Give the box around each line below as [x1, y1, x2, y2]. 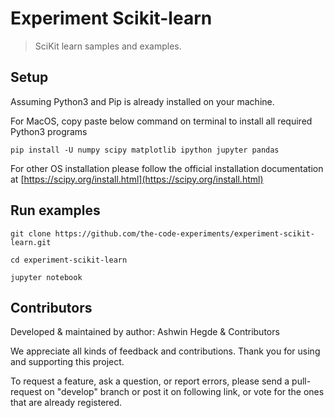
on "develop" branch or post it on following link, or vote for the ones [44, 386, 325, 398]
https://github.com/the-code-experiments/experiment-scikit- [54, 228, 315, 239]
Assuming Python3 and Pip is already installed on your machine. [10, 95, 275, 107]
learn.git [10, 237, 52, 247]
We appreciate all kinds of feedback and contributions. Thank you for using [10, 345, 321, 357]
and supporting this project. [10, 356, 125, 368]
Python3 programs [10, 125, 88, 137]
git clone [10, 228, 52, 239]
